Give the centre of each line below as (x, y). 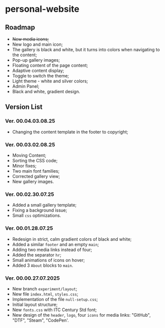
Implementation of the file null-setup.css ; (55, 299)
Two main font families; (36, 171)
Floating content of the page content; (50, 65)
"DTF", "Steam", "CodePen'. (40, 320)
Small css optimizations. (37, 216)
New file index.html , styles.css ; (45, 294)
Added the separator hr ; (37, 255)
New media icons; (31, 39)
